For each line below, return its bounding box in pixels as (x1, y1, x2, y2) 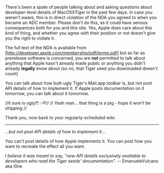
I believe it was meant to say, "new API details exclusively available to (5, 153, 146, 158)
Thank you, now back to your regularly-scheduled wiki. (5, 115, 116, 120)
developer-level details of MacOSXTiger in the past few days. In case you (5, 9, 153, 15)
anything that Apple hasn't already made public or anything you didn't (5, 61, 145, 66)
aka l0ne (5, 163, 22, 169)
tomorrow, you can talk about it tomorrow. (5, 90, 89, 96)
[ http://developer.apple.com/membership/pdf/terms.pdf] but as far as (5, 50, 145, 56)
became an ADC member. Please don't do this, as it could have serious (5, 20, 148, 25)
